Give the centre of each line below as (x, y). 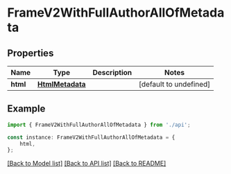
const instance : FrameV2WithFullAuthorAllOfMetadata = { (91, 137)
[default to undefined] (174, 84)
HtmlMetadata (61, 84)
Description (112, 72)
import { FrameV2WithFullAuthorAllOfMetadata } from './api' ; (99, 125)
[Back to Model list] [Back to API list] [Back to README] (87, 164)
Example (26, 109)
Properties (31, 53)
